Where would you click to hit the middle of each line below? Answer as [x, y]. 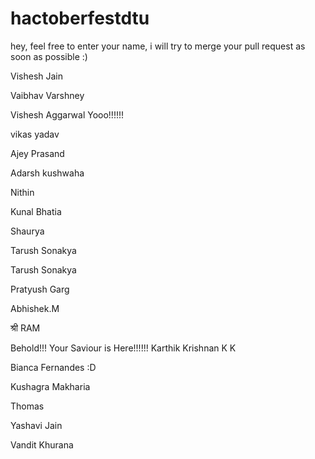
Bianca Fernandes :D [53, 367]
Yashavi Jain [36, 425]
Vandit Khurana [42, 444]
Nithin [22, 192]
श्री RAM [25, 328]
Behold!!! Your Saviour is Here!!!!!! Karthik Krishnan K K [123, 348]
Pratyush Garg [40, 289]
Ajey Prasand [37, 153]
